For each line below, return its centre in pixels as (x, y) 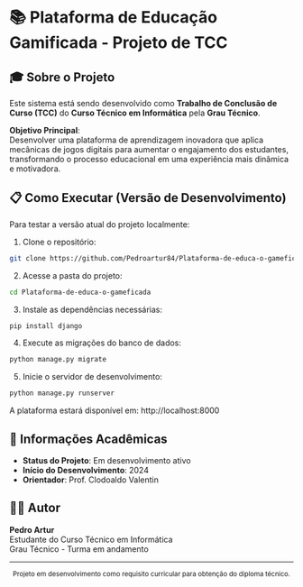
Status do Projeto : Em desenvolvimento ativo (106, 460)
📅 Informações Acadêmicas (89, 439)
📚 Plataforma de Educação (114, 18)
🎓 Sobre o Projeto (62, 77)
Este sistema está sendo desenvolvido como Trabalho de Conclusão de (143, 103)
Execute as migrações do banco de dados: (102, 343)
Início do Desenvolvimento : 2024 (85, 470)
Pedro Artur (32, 529)
